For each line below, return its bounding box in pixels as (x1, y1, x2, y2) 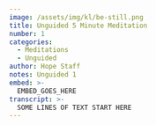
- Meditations (17, 46, 69, 55)
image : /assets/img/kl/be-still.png (9, 12, 144, 22)
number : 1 (9, 29, 46, 38)
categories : (9, 37, 53, 47)
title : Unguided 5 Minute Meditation (9, 21, 148, 30)
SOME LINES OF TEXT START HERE (17, 103, 132, 112)
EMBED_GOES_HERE (17, 86, 77, 95)
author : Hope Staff (9, 62, 81, 71)
